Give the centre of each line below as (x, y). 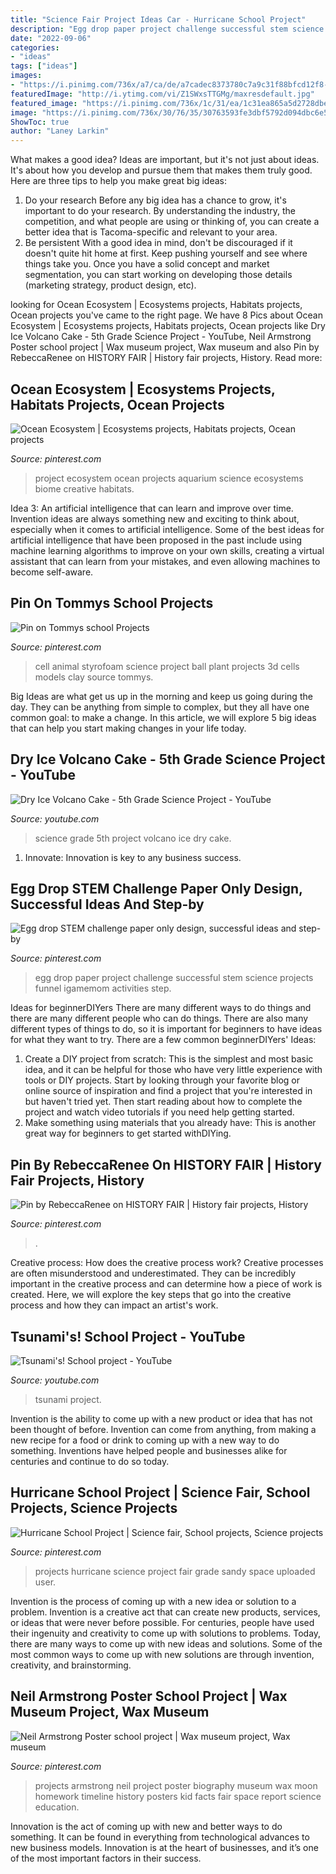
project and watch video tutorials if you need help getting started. (159, 1112)
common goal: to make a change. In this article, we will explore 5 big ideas (163, 717)
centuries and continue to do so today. (90, 1461)
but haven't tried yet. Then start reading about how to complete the (163, 1102)
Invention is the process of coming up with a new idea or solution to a (153, 1601)
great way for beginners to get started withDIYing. (128, 1133)
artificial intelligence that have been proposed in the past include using (156, 540)
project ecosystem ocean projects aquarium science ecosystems (169, 478)
